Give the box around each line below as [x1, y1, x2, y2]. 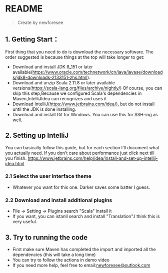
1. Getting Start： [5, 35, 59, 44]
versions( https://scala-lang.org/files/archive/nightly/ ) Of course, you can [12, 85, 162, 91]
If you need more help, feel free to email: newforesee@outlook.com [12, 262, 150, 268]
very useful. [12, 219, 37, 225]
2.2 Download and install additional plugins [5, 197, 112, 204]
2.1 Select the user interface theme [5, 173, 91, 180]
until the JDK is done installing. [12, 106, 76, 112]
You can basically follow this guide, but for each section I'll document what [5, 144, 159, 150]
